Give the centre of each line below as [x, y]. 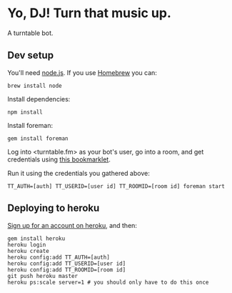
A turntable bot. [30, 33]
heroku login [27, 244]
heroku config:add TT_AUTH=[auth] [59, 257]
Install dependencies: [39, 99]
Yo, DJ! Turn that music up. [89, 13]
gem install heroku [36, 238]
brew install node [35, 86]
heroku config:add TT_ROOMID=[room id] [67, 269]
